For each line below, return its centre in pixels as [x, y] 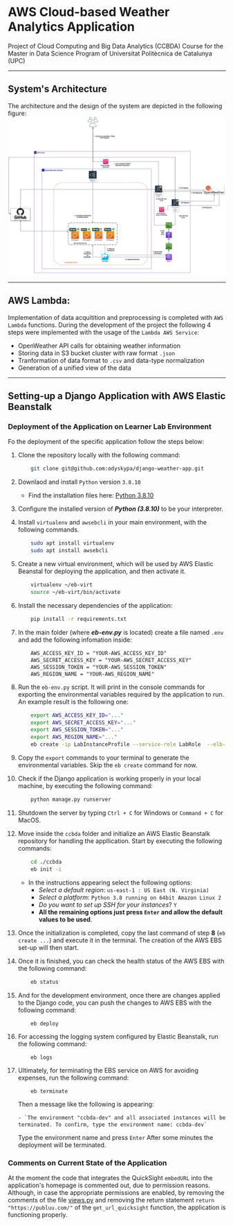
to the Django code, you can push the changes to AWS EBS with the [114, 1003]
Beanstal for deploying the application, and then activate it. [102, 571]
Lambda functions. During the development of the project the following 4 [110, 325]
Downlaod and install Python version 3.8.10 [79, 482]
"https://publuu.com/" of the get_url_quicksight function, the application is [117, 1207]
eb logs [41, 1057]
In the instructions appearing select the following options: [110, 883]
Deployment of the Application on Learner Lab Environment [110, 427]
